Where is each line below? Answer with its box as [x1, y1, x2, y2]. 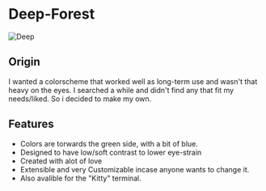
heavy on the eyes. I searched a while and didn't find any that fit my [8, 85, 234, 95]
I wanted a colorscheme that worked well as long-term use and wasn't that [8, 76, 258, 86]
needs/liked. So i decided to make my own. [8, 94, 152, 104]
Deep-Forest [8, 5, 95, 23]
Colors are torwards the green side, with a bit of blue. [19, 138, 198, 148]
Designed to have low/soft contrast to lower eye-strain [19, 147, 202, 157]
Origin [8, 55, 40, 69]
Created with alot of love [19, 155, 103, 166]
